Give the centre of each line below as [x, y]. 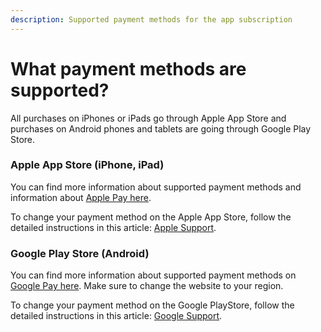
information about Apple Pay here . [81, 197]
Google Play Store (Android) [80, 253]
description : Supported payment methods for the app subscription [151, 19]
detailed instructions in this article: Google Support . [116, 316]
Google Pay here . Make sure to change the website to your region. [147, 286]
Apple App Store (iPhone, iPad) [87, 165]
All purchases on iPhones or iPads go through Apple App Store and [148, 118]
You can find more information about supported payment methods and [156, 187]
